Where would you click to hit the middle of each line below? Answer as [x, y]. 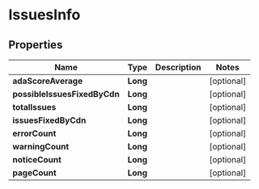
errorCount [34, 133]
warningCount [41, 147]
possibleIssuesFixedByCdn [66, 94]
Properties [36, 45]
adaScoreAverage [48, 81]
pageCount [34, 173]
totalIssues [34, 107]
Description [178, 67]
